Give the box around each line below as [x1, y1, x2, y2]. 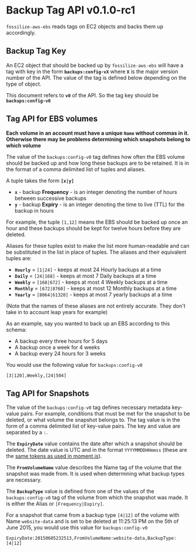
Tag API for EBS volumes [6, 114, 98, 124]
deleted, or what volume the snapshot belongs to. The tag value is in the [6, 417, 180, 424]
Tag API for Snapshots [6, 388, 90, 398]
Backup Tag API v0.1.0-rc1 [6, 4, 136, 17]
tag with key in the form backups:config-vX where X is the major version [6, 68, 178, 75]
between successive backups [14, 195, 87, 202]
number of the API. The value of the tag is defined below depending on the [6, 74, 187, 81]
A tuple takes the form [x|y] [6, 177, 74, 184]
